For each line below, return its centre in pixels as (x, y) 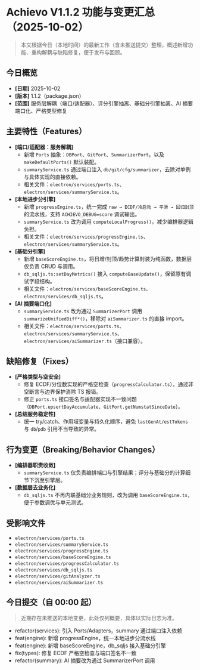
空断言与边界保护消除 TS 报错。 (62, 392)
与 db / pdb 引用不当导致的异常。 (62, 429)
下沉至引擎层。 (47, 480)
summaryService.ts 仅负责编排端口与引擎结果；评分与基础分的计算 (104, 473)
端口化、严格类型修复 (41, 110)
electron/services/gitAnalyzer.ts (57, 576)
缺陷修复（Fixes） (40, 361)
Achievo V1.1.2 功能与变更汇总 (81, 12)
